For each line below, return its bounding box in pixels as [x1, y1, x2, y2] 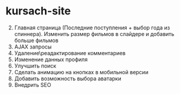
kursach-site [5, 4, 71, 18]
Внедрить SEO [14, 81, 51, 88]
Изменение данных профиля [14, 56, 88, 63]
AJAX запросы [14, 43, 52, 50]
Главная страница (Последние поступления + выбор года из [14, 24, 170, 31]
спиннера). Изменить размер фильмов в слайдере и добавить [14, 30, 175, 37]
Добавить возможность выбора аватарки [14, 75, 121, 82]
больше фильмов [14, 37, 59, 44]
